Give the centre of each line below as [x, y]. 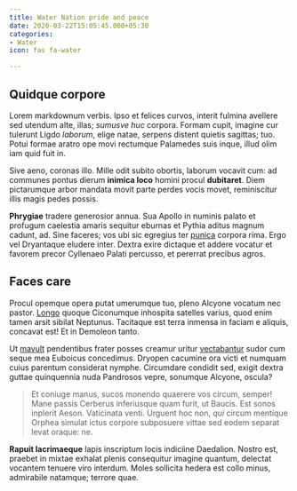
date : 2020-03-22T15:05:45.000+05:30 [79, 26]
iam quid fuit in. [38, 153]
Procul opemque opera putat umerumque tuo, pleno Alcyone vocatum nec [145, 303]
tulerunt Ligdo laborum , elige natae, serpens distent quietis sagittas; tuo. [142, 134]
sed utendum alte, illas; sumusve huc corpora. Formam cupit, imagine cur [144, 124]
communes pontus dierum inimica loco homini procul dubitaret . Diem [137, 179]
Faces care [40, 282]
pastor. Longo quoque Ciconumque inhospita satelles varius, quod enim [141, 313]
